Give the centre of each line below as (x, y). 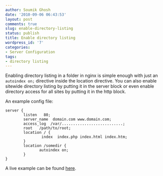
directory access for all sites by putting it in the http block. (66, 92)
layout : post (19, 19)
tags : (11, 57)
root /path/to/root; (47, 128)
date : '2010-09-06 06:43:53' (36, 15)
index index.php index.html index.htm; (84, 137)
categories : (18, 47)
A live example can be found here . (41, 168)
